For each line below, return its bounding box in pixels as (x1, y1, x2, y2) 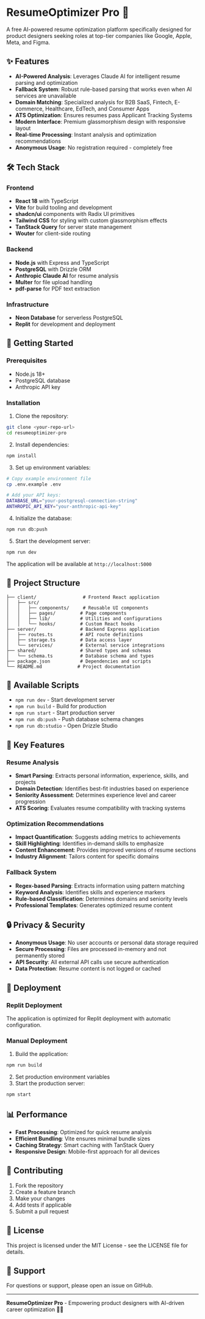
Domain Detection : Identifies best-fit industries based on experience (15, 785, 189, 792)
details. (6, 1248, 25, 1256)
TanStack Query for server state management (15, 223, 132, 231)
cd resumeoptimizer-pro (6, 429, 67, 436)
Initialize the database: (15, 515, 72, 522)
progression (15, 798, 46, 805)
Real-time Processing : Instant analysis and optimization (15, 131, 157, 138)
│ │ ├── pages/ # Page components (6, 610, 127, 616)
